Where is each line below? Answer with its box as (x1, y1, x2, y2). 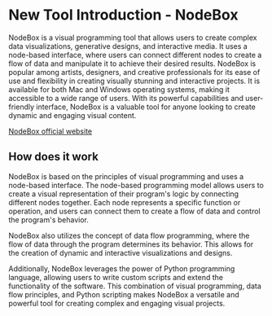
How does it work (8, 150, 99, 164)
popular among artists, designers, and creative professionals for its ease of (8, 67, 261, 77)
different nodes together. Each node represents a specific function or (8, 197, 241, 207)
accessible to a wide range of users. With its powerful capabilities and (8, 93, 244, 103)
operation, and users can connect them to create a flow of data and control (8, 206, 261, 216)
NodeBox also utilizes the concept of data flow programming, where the (8, 230, 250, 240)
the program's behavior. (8, 214, 90, 225)
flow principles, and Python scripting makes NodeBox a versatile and (8, 289, 239, 299)
